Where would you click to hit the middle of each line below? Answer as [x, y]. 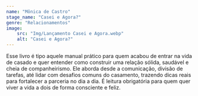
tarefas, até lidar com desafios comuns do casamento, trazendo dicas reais [99, 75]
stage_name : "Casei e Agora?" [44, 17]
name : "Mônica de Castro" [38, 12]
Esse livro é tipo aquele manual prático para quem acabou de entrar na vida [99, 56]
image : [14, 28]
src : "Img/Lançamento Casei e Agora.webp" [70, 34]
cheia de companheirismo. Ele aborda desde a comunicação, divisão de [95, 68]
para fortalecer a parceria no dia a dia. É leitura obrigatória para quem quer [98, 81]
